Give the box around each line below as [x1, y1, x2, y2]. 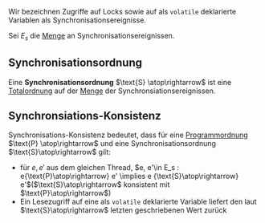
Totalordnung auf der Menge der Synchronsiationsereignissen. [8, 86, 216, 95]
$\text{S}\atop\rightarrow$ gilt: [8, 148, 111, 157]
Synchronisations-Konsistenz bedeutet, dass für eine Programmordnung [8, 130, 249, 140]
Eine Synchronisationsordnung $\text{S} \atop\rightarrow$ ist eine [8, 77, 232, 87]
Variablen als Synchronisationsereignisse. [8, 15, 147, 25]
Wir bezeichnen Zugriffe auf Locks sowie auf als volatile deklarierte [8, 7, 237, 16]
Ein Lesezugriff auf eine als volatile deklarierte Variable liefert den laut [19, 197, 257, 207]
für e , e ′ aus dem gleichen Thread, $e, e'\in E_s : [19, 163, 179, 172]
